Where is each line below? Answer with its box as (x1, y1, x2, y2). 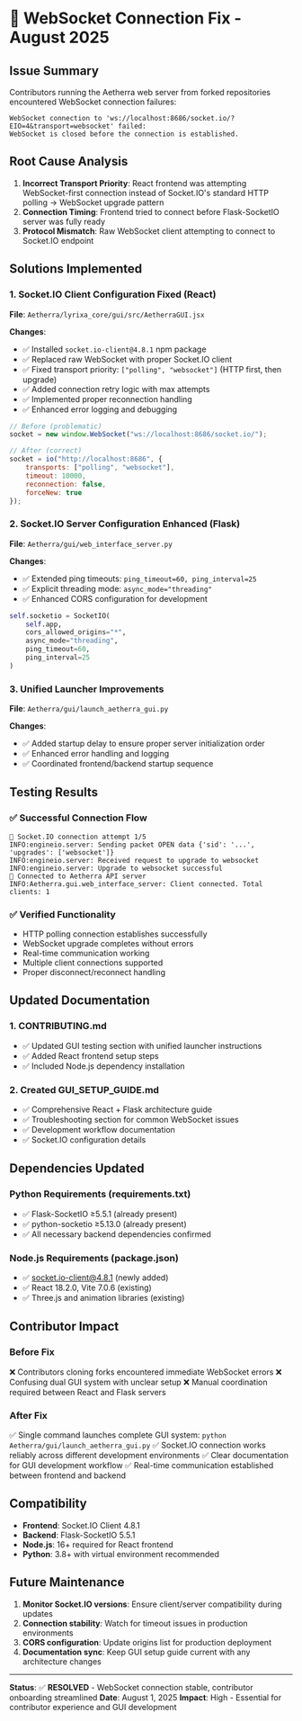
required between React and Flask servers (9, 1386, 166, 1397)
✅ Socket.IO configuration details (22, 1134, 147, 1145)
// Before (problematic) (9, 422, 102, 431)
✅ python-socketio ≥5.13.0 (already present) (22, 1218, 187, 1229)
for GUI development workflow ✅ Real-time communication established (9, 1460, 274, 1471)
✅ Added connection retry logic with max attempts (22, 383, 210, 394)
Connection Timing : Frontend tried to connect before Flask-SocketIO (22, 206, 280, 217)
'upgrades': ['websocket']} (9, 847, 115, 857)
